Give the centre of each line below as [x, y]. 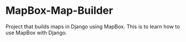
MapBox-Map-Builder [59, 11]
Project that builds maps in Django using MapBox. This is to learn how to [93, 26]
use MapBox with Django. [36, 32]
